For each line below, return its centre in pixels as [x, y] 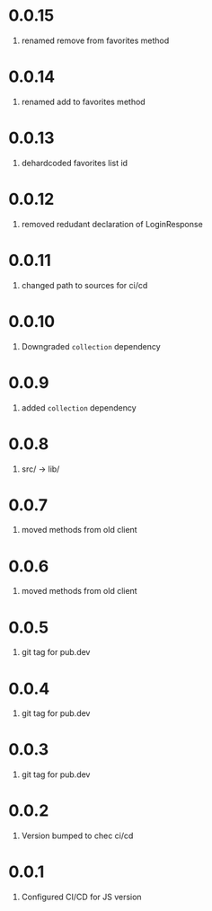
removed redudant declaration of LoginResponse [112, 224]
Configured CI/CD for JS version [81, 897]
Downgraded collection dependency [91, 346]
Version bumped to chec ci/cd [77, 836]
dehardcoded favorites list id [74, 163]
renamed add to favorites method [83, 102]
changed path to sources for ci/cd [84, 285]
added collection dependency [79, 407]
